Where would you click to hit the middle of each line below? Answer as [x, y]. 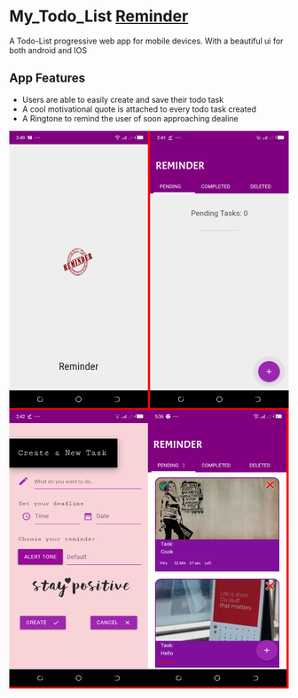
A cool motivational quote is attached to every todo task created [139, 109]
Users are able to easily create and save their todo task [123, 99]
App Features [47, 78]
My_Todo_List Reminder [99, 16]
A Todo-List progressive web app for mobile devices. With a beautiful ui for [146, 41]
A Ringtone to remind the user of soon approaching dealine [130, 118]
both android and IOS [48, 50]
